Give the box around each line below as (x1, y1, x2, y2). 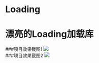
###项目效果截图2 (5, 52, 44, 59)
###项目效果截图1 (5, 46, 43, 52)
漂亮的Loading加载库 (5, 28, 94, 40)
